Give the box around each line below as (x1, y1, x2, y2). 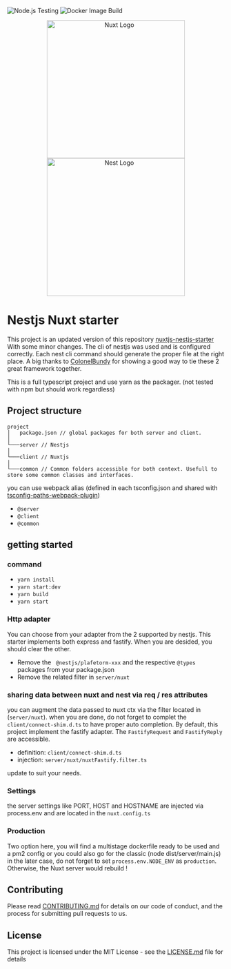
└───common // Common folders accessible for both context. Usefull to (7, 465, 217, 472)
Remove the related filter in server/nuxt (17, 673, 130, 681)
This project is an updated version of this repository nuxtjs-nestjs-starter (7, 335, 214, 343)
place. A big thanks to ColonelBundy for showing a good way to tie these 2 (7, 357, 219, 365)
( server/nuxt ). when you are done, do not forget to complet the (7, 713, 188, 722)
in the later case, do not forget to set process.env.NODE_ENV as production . (7, 857, 217, 865)
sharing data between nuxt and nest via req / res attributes (7, 690, 208, 700)
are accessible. (7, 735, 50, 744)
